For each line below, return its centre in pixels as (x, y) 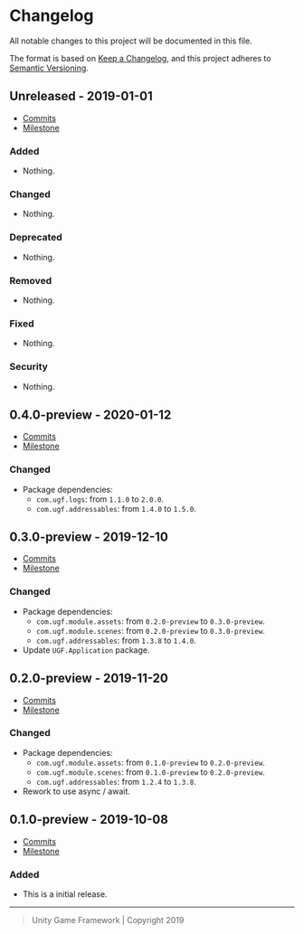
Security (28, 367)
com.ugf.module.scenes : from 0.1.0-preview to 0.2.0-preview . (150, 772)
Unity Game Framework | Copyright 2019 (108, 920)
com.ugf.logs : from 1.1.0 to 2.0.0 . (100, 499)
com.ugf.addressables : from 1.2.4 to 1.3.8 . (116, 781)
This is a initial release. (65, 894)
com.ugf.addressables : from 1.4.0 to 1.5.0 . (116, 508)
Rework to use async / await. (76, 791)
